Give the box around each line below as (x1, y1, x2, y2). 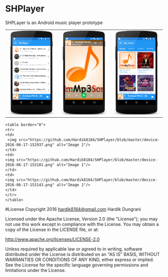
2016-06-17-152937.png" (5, 142, 55, 147)
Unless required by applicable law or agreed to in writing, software (5, 246, 142, 252)
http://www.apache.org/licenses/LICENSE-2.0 (5, 236, 100, 242)
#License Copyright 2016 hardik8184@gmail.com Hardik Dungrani (5, 206, 141, 212)
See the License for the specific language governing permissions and (5, 261, 148, 268)
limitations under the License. (5, 267, 66, 273)
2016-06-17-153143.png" (5, 182, 55, 187)
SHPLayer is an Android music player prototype (5, 20, 103, 26)
